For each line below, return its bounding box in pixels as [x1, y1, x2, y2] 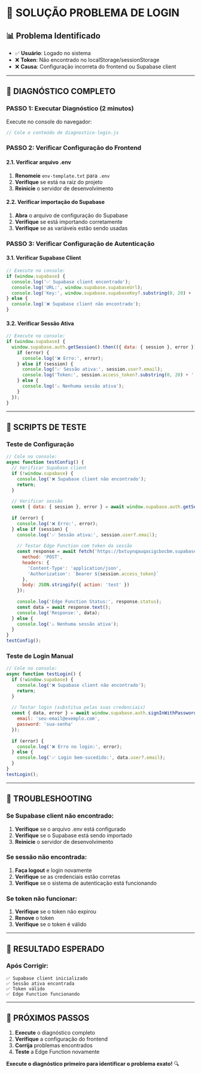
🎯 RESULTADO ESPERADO [6, 943, 105, 954]
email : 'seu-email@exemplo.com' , [17, 716, 100, 722]
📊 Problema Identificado [6, 31, 100, 41]
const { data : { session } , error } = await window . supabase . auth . [11, 504, 184, 510]
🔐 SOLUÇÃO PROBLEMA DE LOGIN [6, 6, 179, 20]
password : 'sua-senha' [17, 722, 74, 728]
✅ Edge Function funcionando [6, 991, 80, 997]
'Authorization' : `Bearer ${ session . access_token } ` [28, 570, 160, 577]
